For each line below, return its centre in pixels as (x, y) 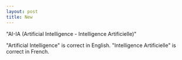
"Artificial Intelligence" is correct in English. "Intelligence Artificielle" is (91, 45)
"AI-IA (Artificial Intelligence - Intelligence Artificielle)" (71, 34)
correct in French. (28, 51)
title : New (19, 17)
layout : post (22, 11)
